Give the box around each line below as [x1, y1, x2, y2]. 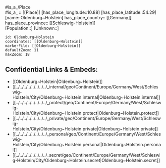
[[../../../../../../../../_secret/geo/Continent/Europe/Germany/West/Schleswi [12, 152, 161, 158]
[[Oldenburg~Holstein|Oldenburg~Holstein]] [12, 79, 103, 84]
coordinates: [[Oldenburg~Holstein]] [5, 39, 83, 44]
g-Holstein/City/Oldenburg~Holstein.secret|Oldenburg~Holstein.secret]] [12, 157, 160, 163]
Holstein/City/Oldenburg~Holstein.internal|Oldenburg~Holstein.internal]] [12, 94, 161, 100]
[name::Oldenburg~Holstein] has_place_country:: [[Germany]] [5, 15, 132, 20]
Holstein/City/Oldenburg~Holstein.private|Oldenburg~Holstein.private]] [12, 126, 158, 131]
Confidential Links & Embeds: [5, 65, 98, 74]
